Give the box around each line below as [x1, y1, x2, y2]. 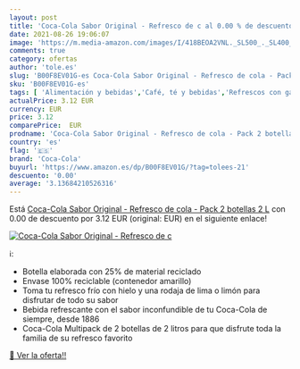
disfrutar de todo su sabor [21, 295, 119, 306]
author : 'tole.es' [9, 63, 78, 72]
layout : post [9, 13, 58, 22]
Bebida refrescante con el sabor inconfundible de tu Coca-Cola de [21, 305, 268, 315]
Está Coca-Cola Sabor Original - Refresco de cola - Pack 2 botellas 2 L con [9, 204, 286, 214]
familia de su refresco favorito [21, 332, 133, 344]
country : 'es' [9, 138, 62, 147]
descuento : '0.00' [9, 171, 78, 180]
